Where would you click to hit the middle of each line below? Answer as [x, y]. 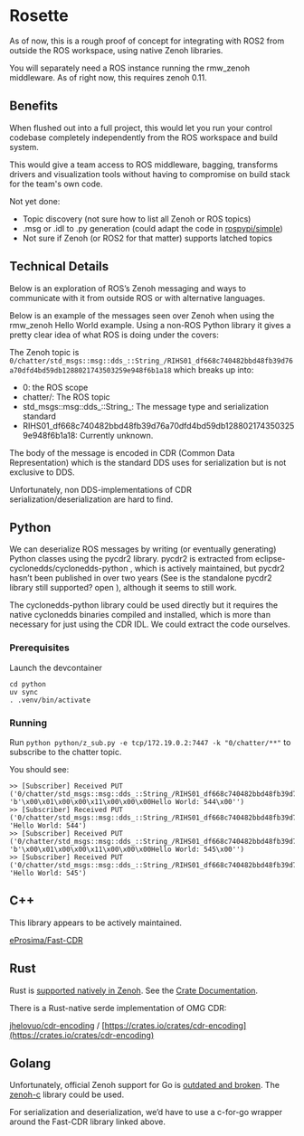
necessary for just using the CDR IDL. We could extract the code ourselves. [150, 624]
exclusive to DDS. [42, 472]
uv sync [24, 692]
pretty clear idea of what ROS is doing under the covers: [114, 335]
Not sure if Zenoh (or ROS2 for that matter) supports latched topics [147, 238]
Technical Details [59, 266]
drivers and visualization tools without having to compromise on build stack [150, 174]
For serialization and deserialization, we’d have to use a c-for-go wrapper [146, 1112]
